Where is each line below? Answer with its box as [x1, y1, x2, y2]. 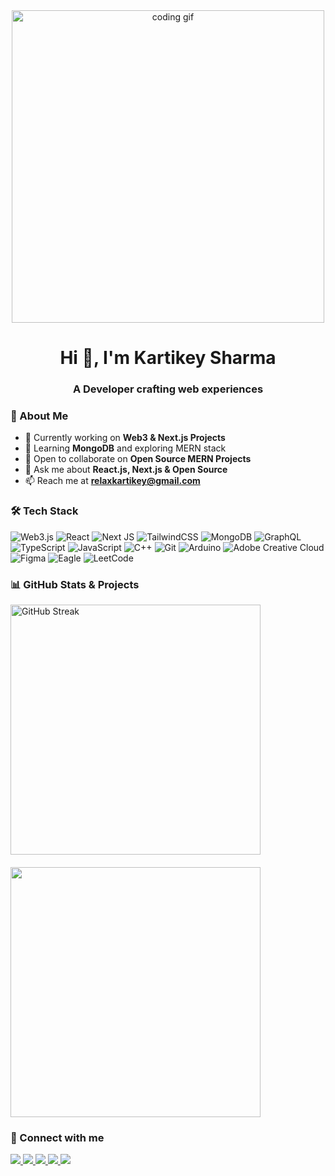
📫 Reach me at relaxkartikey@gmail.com [24, 475, 201, 487]
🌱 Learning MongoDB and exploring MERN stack [24, 442, 227, 454]
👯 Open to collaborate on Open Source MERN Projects [24, 453, 252, 465]
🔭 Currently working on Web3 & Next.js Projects [24, 432, 226, 444]
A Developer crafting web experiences [72, 382, 264, 396]
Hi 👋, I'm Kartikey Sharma [59, 347, 277, 369]
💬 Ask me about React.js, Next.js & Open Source [24, 464, 228, 476]
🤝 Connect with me [10, 1130, 105, 1144]
